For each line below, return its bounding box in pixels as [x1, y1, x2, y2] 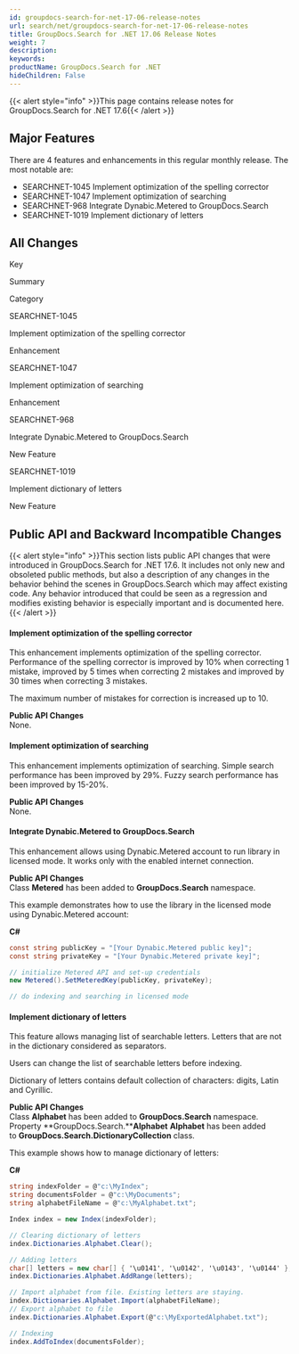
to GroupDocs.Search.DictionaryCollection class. [9, 1130, 196, 1141]
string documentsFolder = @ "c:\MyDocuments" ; [9, 1191, 181, 1200]
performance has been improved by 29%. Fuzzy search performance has [9, 769, 279, 780]
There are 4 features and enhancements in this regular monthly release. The [9, 154, 289, 165]
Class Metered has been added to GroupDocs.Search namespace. [9, 882, 256, 892]
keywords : [9, 54, 46, 63]
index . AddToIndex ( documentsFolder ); [9, 1337, 145, 1346]
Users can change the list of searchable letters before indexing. [9, 1058, 243, 1069]
